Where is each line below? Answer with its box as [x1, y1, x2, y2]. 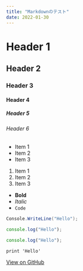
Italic [14, 198, 27, 205]
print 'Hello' [6, 248, 41, 254]
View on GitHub [6, 258, 44, 266]
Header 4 [6, 96, 30, 103]
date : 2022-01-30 [6, 14, 49, 20]
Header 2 [6, 64, 41, 74]
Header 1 [6, 40, 50, 54]
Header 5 [6, 110, 30, 117]
